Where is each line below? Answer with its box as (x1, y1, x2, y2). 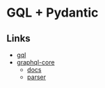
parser (26, 73, 47, 81)
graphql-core (16, 58, 55, 67)
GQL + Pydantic (6, 5, 99, 21)
